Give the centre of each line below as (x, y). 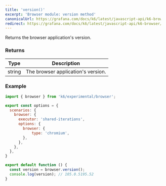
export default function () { (36, 165)
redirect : (15, 23)
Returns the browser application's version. (48, 38)
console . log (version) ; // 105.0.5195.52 (52, 174)
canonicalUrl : (20, 19)
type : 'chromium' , (50, 133)
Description (66, 63)
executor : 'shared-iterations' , (51, 119)
